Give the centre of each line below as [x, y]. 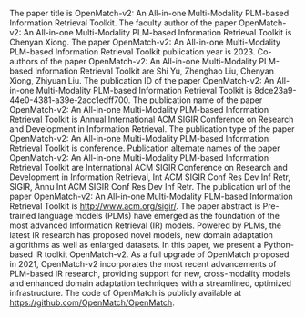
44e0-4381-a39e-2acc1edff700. [70, 100]
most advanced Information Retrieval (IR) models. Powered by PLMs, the [146, 225]
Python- [279, 245]
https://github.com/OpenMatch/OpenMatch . [92, 302]
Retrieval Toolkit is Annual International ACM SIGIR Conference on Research [152, 119]
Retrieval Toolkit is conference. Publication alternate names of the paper [145, 148]
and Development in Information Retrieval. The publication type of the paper [152, 129]
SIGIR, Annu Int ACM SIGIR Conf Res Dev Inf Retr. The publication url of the [150, 187]
